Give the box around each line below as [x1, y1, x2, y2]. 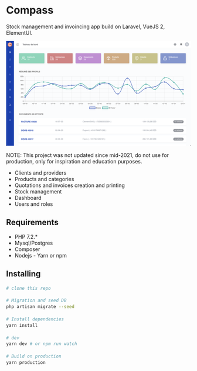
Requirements [6, 218, 59, 228]
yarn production [6, 360, 46, 366]
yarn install [6, 322, 38, 328]
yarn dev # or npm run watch [6, 341, 77, 347]
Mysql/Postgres [14, 239, 53, 246]
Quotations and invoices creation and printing [14, 182, 125, 189]
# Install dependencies [6, 316, 64, 322]
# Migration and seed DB [6, 298, 67, 303]
